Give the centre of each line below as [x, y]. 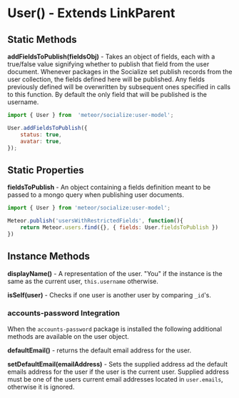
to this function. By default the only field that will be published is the [107, 95]
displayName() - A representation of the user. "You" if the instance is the [115, 273]
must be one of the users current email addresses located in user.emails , [115, 379]
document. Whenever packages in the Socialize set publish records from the [120, 72]
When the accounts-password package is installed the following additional [115, 329]
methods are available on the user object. [68, 336]
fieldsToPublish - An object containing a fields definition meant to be [109, 188]
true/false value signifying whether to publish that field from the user [108, 64]
